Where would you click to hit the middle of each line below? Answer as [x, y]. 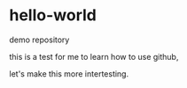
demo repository [39, 40]
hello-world [53, 15]
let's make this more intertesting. [69, 73]
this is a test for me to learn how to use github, [94, 56]
